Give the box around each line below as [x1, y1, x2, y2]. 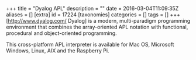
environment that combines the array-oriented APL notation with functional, [6, 23, 188, 30]
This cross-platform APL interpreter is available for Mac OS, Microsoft [6, 41, 174, 48]
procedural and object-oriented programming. [6, 30, 117, 37]
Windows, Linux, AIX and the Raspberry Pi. [6, 47, 109, 54]
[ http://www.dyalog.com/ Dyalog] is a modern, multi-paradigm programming [6, 17, 191, 24]
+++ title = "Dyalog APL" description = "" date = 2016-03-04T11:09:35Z [6, 5, 179, 12]
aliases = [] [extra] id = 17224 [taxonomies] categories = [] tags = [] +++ [6, 11, 180, 18]
